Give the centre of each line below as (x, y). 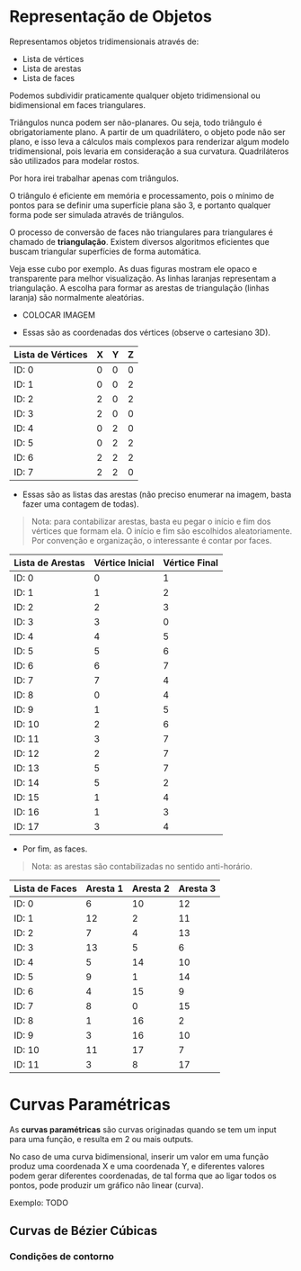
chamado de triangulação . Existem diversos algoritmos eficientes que (139, 241)
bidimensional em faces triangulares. (78, 104)
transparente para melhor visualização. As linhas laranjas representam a (143, 278)
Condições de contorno (62, 1257)
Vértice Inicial (124, 563)
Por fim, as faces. (55, 849)
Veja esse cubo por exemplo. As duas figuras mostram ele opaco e (133, 268)
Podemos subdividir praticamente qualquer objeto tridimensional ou (135, 95)
